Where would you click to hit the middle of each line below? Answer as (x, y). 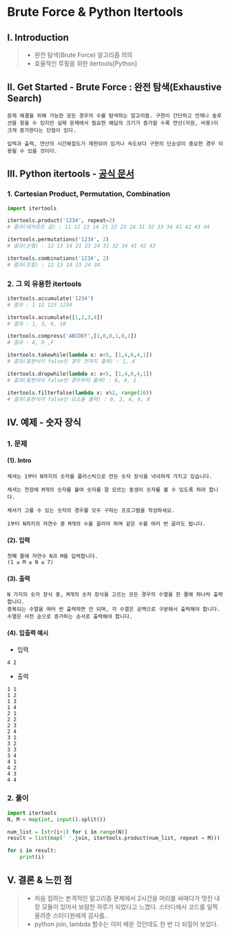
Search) (25, 98)
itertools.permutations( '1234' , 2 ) (58, 240)
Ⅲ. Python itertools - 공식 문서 (71, 174)
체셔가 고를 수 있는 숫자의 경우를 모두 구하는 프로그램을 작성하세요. (91, 510)
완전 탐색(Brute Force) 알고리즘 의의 (83, 55)
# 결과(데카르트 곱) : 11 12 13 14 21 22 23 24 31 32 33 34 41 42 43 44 (108, 227)
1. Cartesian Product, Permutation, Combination (89, 194)
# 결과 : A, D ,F (30, 343)
